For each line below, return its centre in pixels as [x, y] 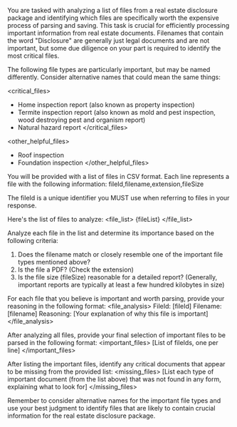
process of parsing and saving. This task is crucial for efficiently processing [118, 25]
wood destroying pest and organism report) [81, 120]
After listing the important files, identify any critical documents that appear [116, 364]
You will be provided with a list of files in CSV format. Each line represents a [118, 176]
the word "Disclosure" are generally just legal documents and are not [109, 41]
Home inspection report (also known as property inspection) [106, 105]
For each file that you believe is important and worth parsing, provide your [116, 298]
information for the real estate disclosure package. [81, 416]
